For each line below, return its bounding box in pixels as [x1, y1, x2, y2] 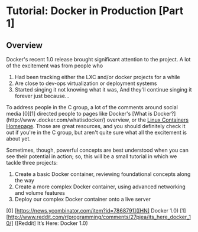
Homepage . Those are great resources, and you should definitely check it [6, 123, 186, 129]
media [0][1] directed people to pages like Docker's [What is [6, 110, 152, 117]
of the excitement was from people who [6, 62, 103, 69]
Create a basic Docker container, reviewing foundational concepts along [14, 171, 191, 178]
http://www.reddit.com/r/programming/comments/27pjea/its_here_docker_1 [8, 214, 191, 220]
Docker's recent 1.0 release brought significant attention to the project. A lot [6, 56, 191, 63]
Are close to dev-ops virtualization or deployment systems [14, 80, 157, 87]
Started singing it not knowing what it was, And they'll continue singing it [14, 86, 192, 93]
